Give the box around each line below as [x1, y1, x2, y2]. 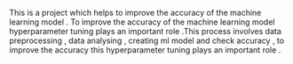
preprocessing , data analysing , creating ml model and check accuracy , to [9, 35, 285, 46]
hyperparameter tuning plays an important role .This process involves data [9, 26, 282, 36]
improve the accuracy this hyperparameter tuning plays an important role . [9, 45, 281, 55]
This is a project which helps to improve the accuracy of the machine [9, 8, 262, 18]
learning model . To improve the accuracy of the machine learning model [9, 17, 275, 27]
